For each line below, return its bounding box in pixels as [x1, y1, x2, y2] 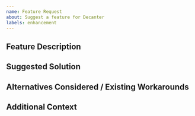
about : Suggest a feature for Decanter [6, 14, 105, 20]
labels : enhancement [6, 20, 57, 25]
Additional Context [6, 102, 77, 112]
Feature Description [6, 41, 81, 51]
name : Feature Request [6, 8, 62, 15]
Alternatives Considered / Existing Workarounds [6, 82, 190, 92]
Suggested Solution [6, 62, 81, 72]
